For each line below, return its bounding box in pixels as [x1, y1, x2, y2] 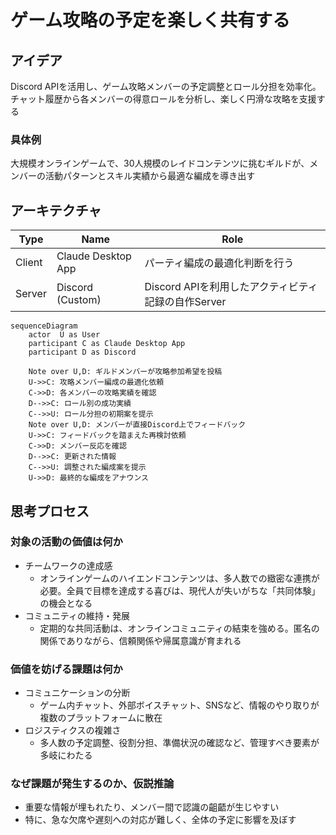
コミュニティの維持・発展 [24, 609, 130, 621]
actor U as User [28, 330, 101, 340]
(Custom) [56, 293, 102, 307]
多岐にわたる [39, 749, 93, 761]
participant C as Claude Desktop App [28, 339, 186, 349]
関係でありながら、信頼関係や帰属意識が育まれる [39, 634, 242, 646]
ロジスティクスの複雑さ [24, 724, 122, 736]
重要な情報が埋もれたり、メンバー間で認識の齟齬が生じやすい [24, 801, 280, 813]
